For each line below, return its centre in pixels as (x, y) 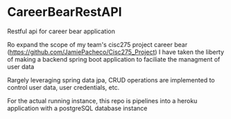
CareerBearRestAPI (65, 12)
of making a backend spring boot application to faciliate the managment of (114, 59)
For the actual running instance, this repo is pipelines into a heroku (102, 100)
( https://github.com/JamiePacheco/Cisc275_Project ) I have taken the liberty (115, 52)
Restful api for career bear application (61, 31)
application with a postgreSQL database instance (77, 108)
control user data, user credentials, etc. (63, 87)
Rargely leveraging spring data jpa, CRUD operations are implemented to (111, 80)
